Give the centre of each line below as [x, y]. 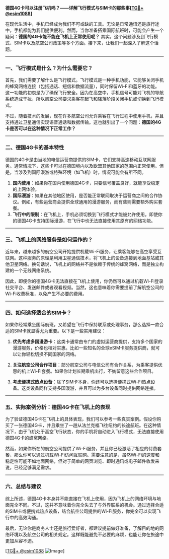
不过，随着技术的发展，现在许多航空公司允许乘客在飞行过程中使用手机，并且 [84, 116]
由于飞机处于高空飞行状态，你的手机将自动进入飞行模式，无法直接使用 [91, 432]
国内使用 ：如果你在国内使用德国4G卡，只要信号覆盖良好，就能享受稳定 [86, 183]
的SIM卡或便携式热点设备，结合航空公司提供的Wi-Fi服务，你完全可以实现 [81, 511]
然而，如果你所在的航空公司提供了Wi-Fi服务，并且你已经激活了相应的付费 [81, 449]
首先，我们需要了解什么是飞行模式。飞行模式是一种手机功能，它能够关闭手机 [84, 80]
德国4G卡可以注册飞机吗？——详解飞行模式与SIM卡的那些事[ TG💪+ [74, 8]
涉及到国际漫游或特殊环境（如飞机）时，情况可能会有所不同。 [82, 172]
